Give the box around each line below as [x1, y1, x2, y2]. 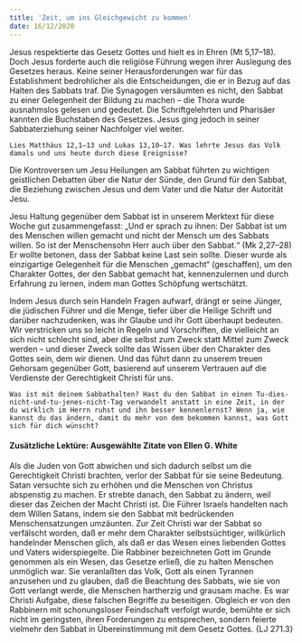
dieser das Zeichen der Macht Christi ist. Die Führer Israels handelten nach [9, 499, 288, 509]
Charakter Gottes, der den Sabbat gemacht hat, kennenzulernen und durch [9, 268, 289, 279]
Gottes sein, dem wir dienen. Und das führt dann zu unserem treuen [9, 353, 263, 364]
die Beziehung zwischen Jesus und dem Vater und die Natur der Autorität [9, 183, 284, 194]
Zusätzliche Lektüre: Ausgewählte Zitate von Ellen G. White [9, 440, 238, 452]
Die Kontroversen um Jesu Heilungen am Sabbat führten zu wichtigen [9, 164, 269, 175]
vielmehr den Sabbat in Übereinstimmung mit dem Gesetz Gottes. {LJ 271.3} [9, 623, 294, 634]
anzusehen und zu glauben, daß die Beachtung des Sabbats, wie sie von [9, 575, 280, 586]
